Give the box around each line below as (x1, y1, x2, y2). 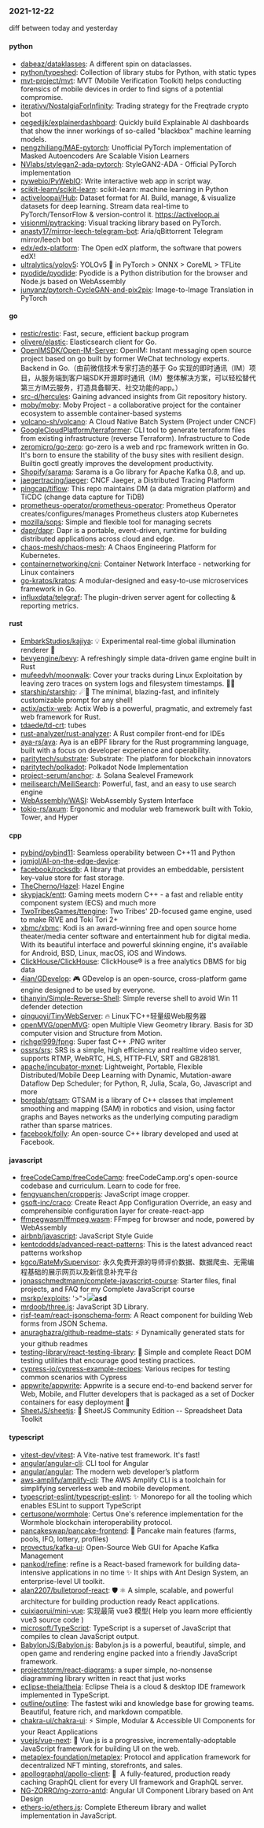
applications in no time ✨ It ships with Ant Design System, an (51, 1567, 249, 1577)
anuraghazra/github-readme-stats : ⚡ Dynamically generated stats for (20, 1328, 245, 1338)
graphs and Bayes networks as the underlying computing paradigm (20, 1112, 239, 1122)
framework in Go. (20, 584, 77, 594)
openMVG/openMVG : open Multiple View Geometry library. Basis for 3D (20, 1020, 254, 1030)
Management (20, 1551, 64, 1560)
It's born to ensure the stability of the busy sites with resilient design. (20, 450, 244, 460)
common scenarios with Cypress (20, 1372, 127, 1382)
